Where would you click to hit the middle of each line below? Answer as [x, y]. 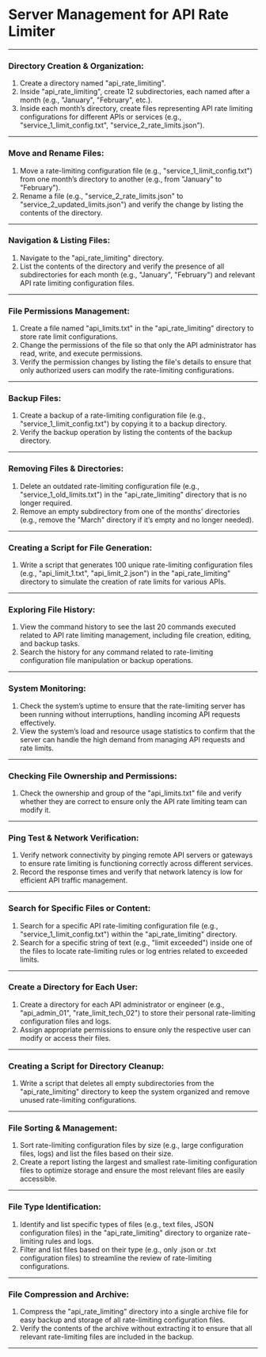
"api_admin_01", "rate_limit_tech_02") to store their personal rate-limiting [137, 1012]
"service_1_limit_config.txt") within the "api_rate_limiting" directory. [128, 934]
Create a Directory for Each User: [73, 987]
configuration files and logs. [65, 1021]
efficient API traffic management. [74, 880]
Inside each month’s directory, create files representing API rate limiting [136, 109]
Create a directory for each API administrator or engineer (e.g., [122, 1004]
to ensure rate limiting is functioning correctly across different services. [136, 863]
